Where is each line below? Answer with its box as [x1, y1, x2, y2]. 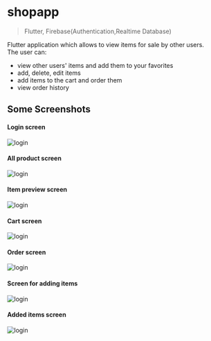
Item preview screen [7, 185, 68, 194]
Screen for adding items [7, 279, 78, 288]
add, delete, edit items [17, 69, 81, 77]
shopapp [7, 4, 59, 20]
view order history [17, 83, 69, 91]
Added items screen [7, 311, 67, 319]
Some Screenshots [7, 103, 91, 115]
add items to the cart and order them [17, 76, 122, 84]
